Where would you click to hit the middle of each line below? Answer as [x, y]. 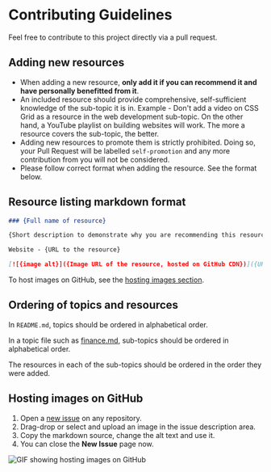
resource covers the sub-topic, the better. [90, 133]
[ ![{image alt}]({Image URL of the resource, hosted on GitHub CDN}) [128, 264]
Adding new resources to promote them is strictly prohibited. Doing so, [138, 142]
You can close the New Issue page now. [87, 444]
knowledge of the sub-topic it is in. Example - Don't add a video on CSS [140, 107]
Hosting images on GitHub [76, 399]
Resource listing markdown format [97, 202]
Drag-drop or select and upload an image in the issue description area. [138, 427]
